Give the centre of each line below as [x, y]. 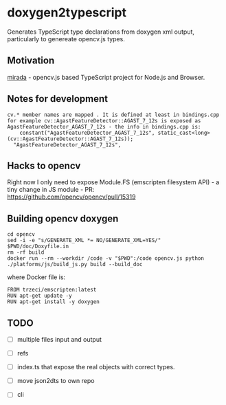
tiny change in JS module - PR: [51, 190]
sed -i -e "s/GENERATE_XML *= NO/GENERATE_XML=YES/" [84, 241]
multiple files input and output [59, 339]
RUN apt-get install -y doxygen [53, 302]
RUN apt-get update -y [39, 296]
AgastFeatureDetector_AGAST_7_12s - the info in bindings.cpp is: [104, 127]
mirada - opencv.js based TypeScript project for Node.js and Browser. [106, 77]
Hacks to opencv [44, 165]
